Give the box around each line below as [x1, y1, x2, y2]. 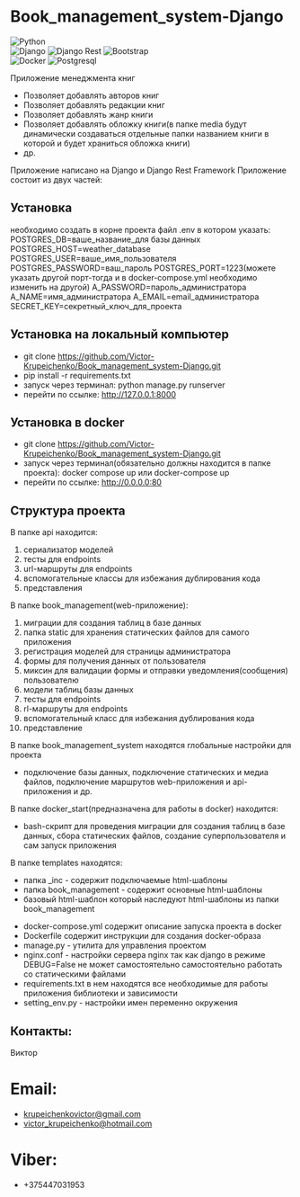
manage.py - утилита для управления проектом [22, 940, 207, 951]
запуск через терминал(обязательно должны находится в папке [22, 458, 271, 469]
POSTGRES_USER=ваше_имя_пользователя [10, 253, 177, 264]
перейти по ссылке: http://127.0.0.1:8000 [22, 389, 177, 399]
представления [22, 583, 83, 594]
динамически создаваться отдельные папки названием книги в [22, 128, 269, 138]
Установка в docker [10, 415, 125, 430]
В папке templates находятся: [10, 857, 123, 869]
